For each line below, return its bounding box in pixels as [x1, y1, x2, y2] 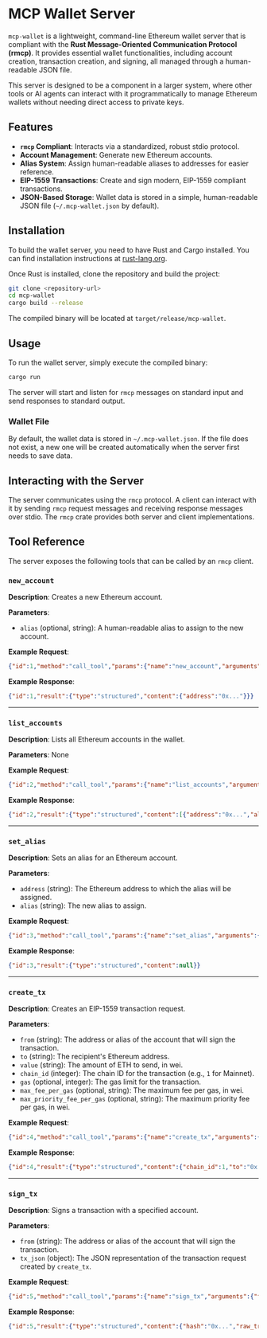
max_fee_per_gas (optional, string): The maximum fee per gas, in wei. [19, 1086, 245, 1095]
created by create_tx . [19, 1262, 91, 1271]
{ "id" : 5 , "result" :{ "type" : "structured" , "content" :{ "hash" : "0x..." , [8, 1323, 237, 1331]
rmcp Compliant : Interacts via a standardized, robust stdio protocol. [19, 141, 240, 151]
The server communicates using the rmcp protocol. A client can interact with [8, 495, 257, 504]
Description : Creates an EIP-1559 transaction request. [8, 1004, 186, 1014]
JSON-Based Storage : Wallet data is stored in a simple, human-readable [19, 192, 258, 201]
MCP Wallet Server [8, 5, 136, 23]
